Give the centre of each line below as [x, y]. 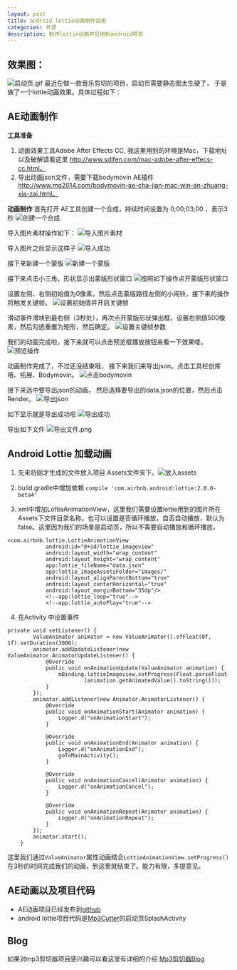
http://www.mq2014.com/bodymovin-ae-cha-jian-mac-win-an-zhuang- [123, 185]
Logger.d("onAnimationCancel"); [106, 787]
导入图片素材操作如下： [42, 233]
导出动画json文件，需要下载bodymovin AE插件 [86, 177]
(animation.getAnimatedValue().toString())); [152, 680]
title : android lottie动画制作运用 [57, 21]
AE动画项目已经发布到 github [59, 909]
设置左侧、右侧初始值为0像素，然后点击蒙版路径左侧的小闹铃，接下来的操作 [118, 293]
